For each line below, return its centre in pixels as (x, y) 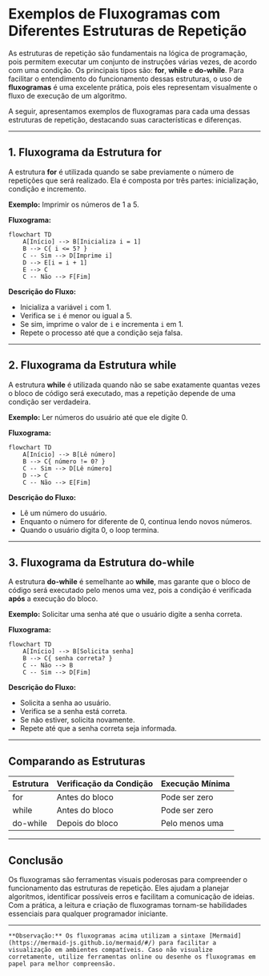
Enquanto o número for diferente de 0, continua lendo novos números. (136, 521)
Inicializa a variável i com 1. (66, 307)
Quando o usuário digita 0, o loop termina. (89, 530)
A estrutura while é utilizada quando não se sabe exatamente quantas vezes (134, 385)
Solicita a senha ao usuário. (65, 703)
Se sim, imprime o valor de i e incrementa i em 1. (102, 324)
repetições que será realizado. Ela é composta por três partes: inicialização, (133, 180)
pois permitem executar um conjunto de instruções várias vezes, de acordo (133, 62)
